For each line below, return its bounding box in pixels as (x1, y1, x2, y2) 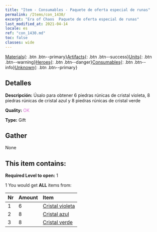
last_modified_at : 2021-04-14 (5, 21, 68, 27)
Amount (18, 194, 38, 201)
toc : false (5, 36, 28, 41)
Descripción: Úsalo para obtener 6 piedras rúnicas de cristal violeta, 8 (5, 92, 151, 98)
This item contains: (5, 159, 66, 168)
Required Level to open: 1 (5, 172, 58, 178)
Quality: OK (5, 107, 30, 113)
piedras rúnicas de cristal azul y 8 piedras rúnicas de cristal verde (5, 97, 141, 103)
